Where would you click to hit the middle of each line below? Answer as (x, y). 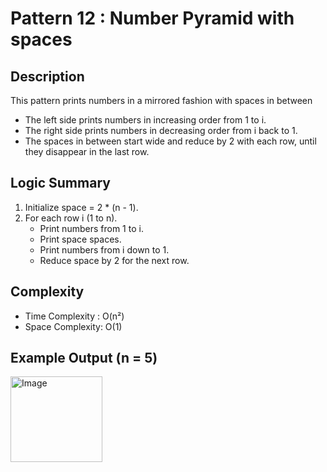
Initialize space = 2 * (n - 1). (81, 207)
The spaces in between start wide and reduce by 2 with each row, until (170, 141)
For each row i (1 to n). (71, 218)
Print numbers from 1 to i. (91, 228)
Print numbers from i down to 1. (104, 249)
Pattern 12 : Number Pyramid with (152, 18)
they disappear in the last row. (87, 151)
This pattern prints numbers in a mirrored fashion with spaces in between (161, 100)
